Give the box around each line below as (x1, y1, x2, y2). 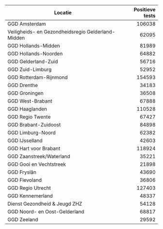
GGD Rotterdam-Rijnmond (7, 74, 68, 81)
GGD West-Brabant (7, 98, 52, 104)
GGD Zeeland (7, 216, 38, 223)
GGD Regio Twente (7, 114, 51, 120)
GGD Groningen (7, 90, 44, 96)
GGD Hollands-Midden (7, 42, 60, 49)
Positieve (133, 6, 156, 13)
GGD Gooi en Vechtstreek (7, 161, 66, 167)
